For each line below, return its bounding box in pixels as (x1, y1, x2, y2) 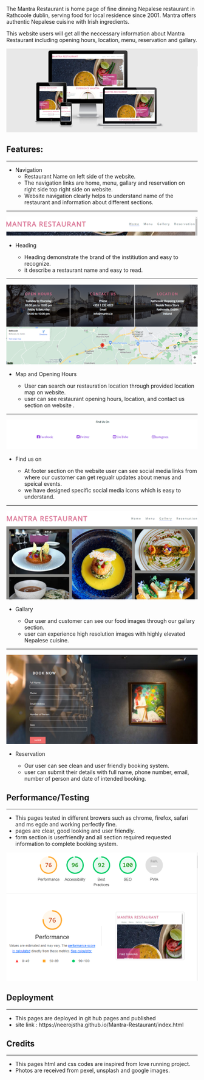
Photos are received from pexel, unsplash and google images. (15, 1067, 170, 1075)
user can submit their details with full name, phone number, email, (24, 768, 189, 776)
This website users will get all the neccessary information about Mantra (6, 30, 185, 37)
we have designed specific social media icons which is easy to (24, 486, 181, 494)
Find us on (15, 455, 42, 463)
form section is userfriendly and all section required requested (15, 834, 172, 841)
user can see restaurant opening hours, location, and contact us (24, 396, 185, 403)
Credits (6, 1039, 35, 1049)
